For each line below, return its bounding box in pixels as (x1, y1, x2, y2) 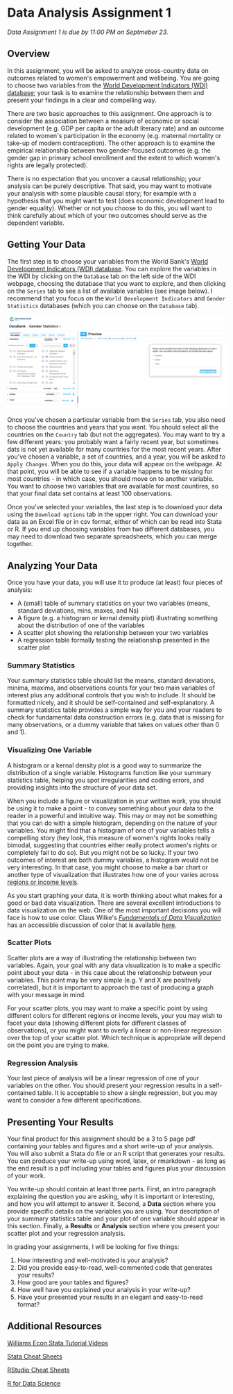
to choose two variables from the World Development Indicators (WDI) (7, 81, 208, 90)
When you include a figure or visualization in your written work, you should (7, 797, 221, 805)
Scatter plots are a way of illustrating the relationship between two (7, 953, 197, 962)
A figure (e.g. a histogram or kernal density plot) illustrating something (17, 613, 218, 622)
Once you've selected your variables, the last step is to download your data (7, 503, 223, 511)
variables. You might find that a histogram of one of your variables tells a (7, 826, 215, 834)
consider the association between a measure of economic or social (7, 117, 199, 125)
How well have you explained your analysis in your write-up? (17, 1285, 191, 1293)
